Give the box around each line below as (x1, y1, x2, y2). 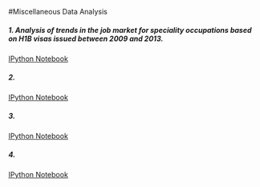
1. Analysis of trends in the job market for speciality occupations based (8, 25, 252, 35)
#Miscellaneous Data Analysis (8, 7, 108, 16)
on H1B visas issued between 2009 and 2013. (8, 34, 164, 43)
